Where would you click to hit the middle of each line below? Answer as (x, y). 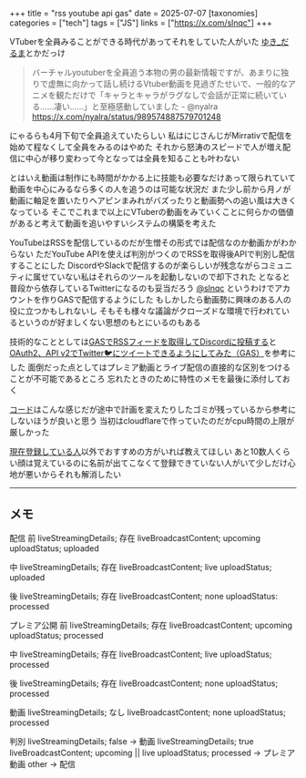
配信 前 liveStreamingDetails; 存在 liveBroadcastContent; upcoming (135, 537)
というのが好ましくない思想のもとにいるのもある (109, 322)
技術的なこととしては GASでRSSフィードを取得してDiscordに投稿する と (143, 342)
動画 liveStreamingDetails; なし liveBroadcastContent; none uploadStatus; (148, 712)
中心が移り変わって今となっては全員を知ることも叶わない (132, 158)
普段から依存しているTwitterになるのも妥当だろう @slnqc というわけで (142, 288)
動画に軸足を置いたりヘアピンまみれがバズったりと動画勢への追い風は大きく (153, 200)
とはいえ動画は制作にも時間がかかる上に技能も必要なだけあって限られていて (153, 178)
